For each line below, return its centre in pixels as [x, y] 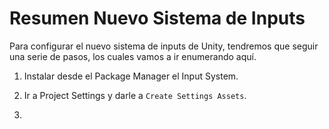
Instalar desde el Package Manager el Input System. [131, 76]
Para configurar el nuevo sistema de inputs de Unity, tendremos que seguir [164, 46]
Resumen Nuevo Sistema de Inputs [157, 18]
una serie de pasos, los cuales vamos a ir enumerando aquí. [133, 56]
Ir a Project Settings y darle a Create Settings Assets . [135, 95]
